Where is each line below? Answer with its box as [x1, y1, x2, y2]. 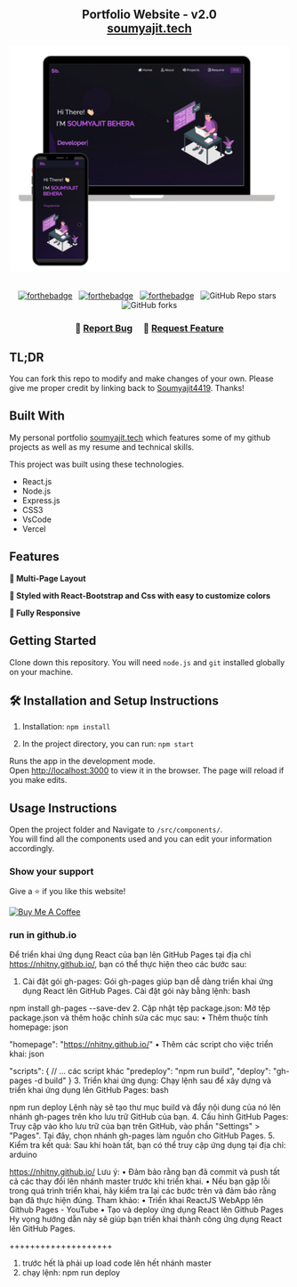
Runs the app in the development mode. [9, 756, 156, 767]
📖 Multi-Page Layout [9, 573, 86, 583]
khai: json [9, 1048, 44, 1059]
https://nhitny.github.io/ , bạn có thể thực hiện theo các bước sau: [9, 958, 247, 969]
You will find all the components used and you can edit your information [9, 834, 273, 844]
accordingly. [9, 843, 55, 854]
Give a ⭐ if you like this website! [9, 886, 126, 897]
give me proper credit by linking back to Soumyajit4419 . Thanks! [9, 383, 245, 394]
